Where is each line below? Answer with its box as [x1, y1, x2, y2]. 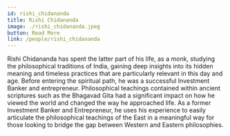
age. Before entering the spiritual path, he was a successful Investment [7, 77, 210, 85]
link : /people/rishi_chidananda [7, 36, 100, 43]
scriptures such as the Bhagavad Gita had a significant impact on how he [7, 91, 215, 100]
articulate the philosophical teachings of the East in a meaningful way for [7, 113, 215, 122]
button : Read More [7, 29, 60, 37]
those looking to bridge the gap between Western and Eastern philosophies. [7, 121, 224, 129]
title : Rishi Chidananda [7, 17, 79, 23]
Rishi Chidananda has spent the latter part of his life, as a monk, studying [7, 55, 215, 63]
